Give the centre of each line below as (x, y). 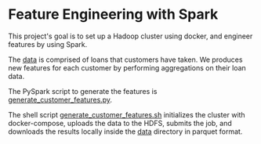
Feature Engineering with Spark (113, 14)
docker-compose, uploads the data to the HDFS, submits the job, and (120, 123)
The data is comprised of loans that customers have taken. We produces (125, 59)
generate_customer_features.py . (60, 99)
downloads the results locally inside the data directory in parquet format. (125, 131)
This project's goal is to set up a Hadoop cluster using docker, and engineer (130, 36)
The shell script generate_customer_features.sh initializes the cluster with (127, 114)
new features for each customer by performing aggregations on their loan (127, 67)
